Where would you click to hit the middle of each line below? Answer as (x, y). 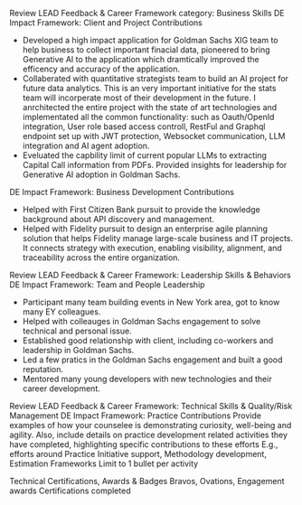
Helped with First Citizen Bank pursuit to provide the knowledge (141, 210)
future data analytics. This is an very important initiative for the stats (149, 88)
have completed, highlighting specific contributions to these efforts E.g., (144, 444)
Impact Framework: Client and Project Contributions (106, 23)
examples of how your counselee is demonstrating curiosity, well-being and (151, 425)
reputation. (43, 369)
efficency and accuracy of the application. (101, 69)
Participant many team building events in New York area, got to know (151, 302)
